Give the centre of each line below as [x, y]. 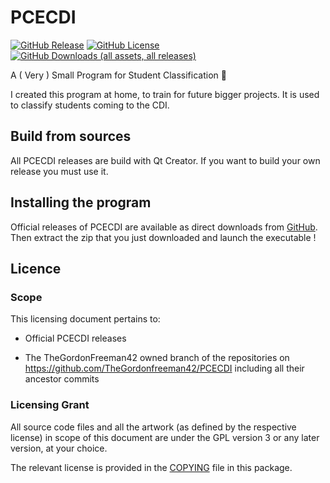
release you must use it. [59, 171]
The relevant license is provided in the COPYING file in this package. [151, 467]
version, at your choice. [59, 448]
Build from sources [71, 136]
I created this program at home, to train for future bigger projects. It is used [165, 94]
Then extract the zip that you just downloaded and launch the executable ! [163, 237]
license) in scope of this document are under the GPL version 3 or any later [165, 437]
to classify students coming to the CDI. [90, 105]
